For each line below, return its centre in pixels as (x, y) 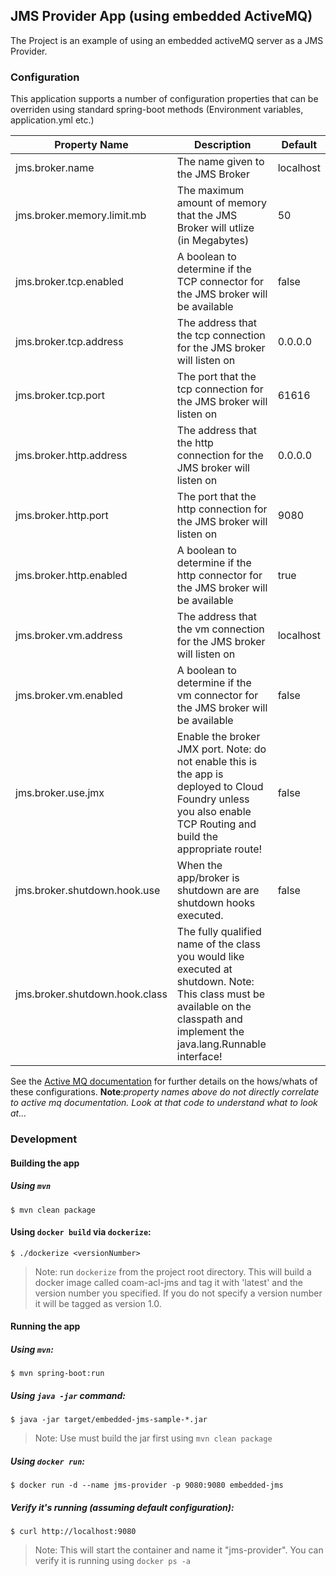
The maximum (210, 191)
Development (44, 1139)
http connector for (219, 576)
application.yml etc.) (52, 120)
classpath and (209, 1019)
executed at (204, 969)
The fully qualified (219, 932)
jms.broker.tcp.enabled (69, 282)
